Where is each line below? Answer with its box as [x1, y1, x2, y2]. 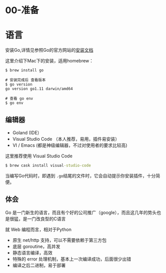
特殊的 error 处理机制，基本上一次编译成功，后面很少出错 [12, 256, 132, 262]
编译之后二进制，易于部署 [12, 262, 66, 268]
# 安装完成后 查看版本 [5, 77, 46, 83]
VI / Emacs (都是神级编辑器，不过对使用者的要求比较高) [12, 142, 128, 148]
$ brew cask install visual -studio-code [5, 163, 92, 168]
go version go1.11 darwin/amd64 [5, 86, 73, 92]
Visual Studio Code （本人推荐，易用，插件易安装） [12, 136, 120, 142]
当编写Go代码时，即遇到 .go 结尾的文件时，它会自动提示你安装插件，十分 [5, 172, 156, 178]
